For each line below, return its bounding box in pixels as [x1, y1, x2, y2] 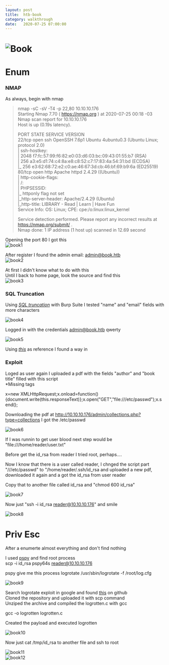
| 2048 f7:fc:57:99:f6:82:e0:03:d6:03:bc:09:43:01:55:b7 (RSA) [17, 152, 147, 159]
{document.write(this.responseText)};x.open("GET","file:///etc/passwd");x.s [5, 396, 162, 402]
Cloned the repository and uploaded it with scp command [5, 595, 125, 601]
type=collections [5, 417, 40, 423]
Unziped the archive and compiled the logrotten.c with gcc [5, 600, 128, 606]
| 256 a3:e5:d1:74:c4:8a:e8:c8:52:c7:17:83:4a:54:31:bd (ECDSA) [17, 158, 150, 164]
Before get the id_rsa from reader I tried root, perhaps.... [5, 451, 122, 457]
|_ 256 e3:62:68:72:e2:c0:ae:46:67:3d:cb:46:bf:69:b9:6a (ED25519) [17, 163, 158, 170]
